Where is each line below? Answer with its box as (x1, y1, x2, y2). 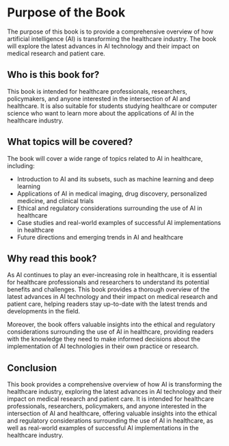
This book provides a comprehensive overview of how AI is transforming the (7, 380, 222, 389)
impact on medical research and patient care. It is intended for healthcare (7, 395, 214, 403)
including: (7, 161, 36, 170)
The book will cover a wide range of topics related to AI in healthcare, (7, 154, 203, 162)
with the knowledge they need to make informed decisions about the (7, 335, 200, 343)
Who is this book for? (7, 69, 100, 81)
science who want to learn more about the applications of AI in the (7, 109, 195, 117)
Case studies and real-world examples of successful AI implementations (16, 218, 221, 226)
